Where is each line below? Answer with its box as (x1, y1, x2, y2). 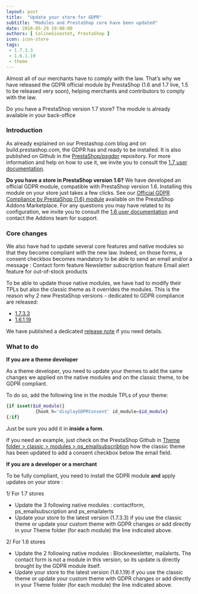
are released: (6, 298, 39, 306)
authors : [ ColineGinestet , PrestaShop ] (6, 31, 110, 37)
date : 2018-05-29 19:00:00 (6, 25, 73, 31)
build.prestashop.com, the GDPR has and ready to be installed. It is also (6, 146, 181, 153)
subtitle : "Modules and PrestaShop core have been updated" (6, 20, 158, 26)
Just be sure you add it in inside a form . (6, 425, 104, 432)
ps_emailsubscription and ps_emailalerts (14, 508, 114, 515)
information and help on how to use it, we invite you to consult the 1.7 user (6, 159, 188, 166)
